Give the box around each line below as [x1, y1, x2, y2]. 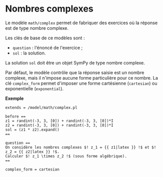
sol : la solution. [12, 50, 46, 56]
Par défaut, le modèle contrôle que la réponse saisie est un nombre [5, 69, 144, 76]
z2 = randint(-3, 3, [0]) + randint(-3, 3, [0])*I [5, 123, 114, 128]
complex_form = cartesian [5, 167, 59, 172]
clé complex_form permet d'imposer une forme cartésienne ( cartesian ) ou [5, 80, 157, 86]
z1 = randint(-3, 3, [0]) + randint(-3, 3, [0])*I [5, 118, 114, 124]
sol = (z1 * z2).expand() [5, 127, 59, 132]
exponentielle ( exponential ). [5, 85, 64, 91]
